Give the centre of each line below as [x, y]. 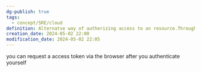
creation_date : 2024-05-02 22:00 [48, 34]
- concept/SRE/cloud [37, 23]
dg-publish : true [28, 12]
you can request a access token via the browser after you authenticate [93, 56]
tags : [13, 17]
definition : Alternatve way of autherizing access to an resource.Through [101, 28]
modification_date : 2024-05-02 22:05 [53, 39]
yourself [16, 62]
